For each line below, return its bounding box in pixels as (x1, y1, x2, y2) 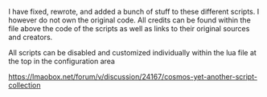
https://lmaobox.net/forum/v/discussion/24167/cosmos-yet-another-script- (8, 72, 257, 81)
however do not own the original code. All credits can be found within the (8, 15, 251, 25)
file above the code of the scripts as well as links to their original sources (8, 24, 250, 33)
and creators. (8, 32, 53, 42)
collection (8, 80, 41, 90)
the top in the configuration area (8, 56, 115, 66)
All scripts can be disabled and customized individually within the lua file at (8, 48, 257, 57)
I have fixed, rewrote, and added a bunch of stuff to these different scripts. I (8, 7, 260, 16)
